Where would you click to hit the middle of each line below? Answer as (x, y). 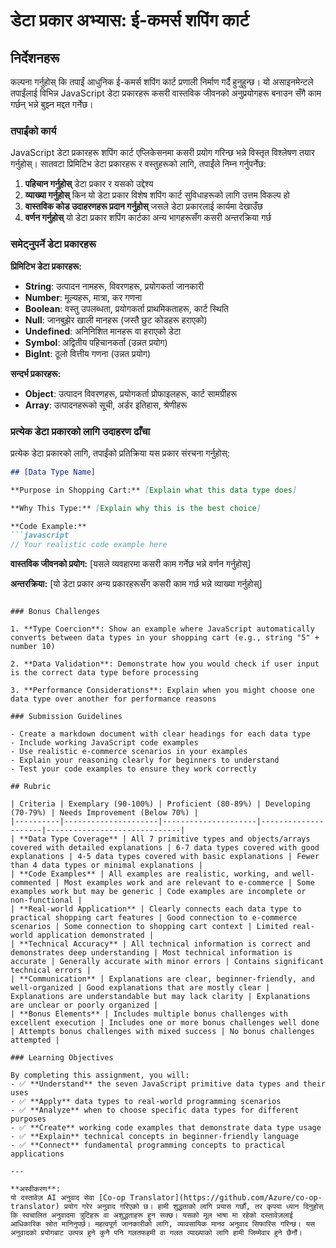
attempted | (35, 1040)
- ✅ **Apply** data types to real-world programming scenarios (146, 1102)
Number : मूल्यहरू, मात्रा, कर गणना (83, 297)
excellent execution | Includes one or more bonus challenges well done (165, 1023)
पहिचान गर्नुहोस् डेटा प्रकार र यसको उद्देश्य (89, 184)
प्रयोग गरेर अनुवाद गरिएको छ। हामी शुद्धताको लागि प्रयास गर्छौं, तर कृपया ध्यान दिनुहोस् (193, 1207)
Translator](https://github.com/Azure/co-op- (226, 1198)
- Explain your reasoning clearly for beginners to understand (145, 760)
